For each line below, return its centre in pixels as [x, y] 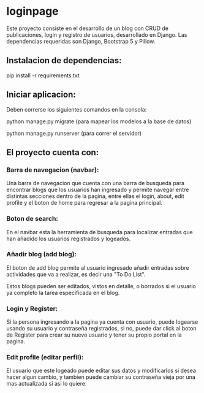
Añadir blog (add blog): [42, 254]
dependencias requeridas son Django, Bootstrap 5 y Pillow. [81, 41]
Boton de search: [32, 219]
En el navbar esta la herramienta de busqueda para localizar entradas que [100, 232]
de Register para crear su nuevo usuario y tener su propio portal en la [94, 335]
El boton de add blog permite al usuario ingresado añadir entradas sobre [98, 267]
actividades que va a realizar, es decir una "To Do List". [76, 274]
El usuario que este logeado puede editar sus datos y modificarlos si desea [101, 371]
